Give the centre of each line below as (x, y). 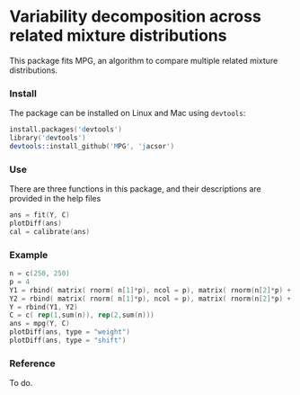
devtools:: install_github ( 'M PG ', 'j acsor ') (92, 146)
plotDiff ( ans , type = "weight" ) (70, 332)
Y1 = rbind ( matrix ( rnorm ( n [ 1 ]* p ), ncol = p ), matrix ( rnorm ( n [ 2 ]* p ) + (150, 290)
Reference (32, 364)
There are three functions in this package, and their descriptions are (136, 189)
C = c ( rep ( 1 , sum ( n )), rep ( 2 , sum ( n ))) (82, 315)
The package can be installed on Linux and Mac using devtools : (128, 113)
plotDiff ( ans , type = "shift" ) (68, 341)
